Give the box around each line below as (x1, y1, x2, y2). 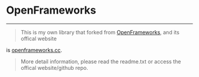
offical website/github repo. (20, 64, 88, 71)
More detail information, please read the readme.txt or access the (20, 57, 181, 65)
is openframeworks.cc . (6, 46, 62, 53)
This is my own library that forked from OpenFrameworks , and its (20, 28, 179, 36)
